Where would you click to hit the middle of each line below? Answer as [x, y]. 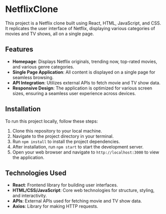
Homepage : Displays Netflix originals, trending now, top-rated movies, [85, 61]
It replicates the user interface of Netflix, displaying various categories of [80, 28]
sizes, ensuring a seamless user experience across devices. [74, 93]
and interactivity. [30, 195]
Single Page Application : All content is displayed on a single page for [84, 72]
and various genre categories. [43, 66]
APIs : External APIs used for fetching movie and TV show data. [77, 201]
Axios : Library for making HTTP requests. [55, 206]
